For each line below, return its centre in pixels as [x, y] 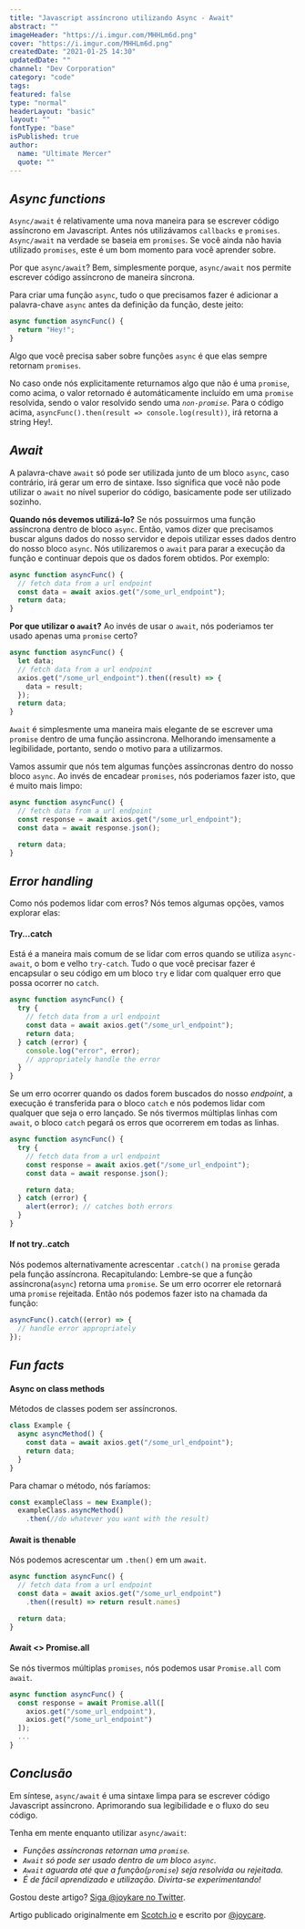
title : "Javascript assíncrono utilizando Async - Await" [122, 18]
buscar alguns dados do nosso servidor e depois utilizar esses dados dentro [153, 538]
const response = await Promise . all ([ [91, 1703]
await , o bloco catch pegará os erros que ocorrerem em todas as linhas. [144, 1123]
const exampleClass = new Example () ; [81, 1502]
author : [24, 145]
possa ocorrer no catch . [54, 983]
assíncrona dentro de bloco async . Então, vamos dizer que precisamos [142, 529]
